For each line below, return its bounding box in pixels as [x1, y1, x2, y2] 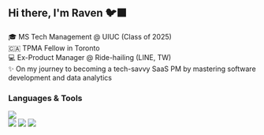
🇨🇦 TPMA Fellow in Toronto [8, 43, 100, 53]
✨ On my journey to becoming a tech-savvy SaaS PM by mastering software [8, 64, 256, 73]
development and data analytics [8, 73, 113, 82]
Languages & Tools [8, 92, 83, 103]
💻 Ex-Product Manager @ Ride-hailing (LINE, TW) [8, 52, 172, 62]
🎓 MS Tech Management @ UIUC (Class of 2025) [8, 32, 172, 41]
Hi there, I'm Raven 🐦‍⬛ [8, 6, 128, 20]
